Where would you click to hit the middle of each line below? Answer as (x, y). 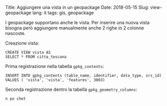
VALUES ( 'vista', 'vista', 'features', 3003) (55, 80)
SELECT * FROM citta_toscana (36, 57)
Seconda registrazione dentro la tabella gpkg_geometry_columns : (71, 89)
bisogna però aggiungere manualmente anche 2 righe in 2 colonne (75, 28)
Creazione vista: (22, 43)
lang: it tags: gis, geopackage (63, 13)
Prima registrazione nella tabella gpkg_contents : (55, 66)
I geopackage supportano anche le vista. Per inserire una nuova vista (77, 23)
